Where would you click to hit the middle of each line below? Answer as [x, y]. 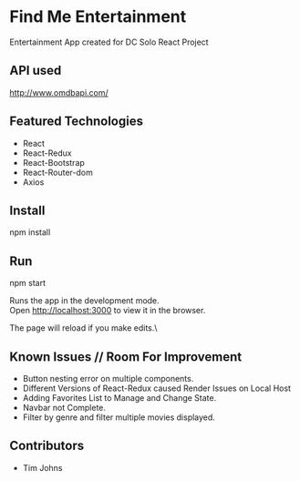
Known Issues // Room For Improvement [126, 357]
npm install [30, 232]
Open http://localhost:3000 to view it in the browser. [108, 311]
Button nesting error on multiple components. [108, 379]
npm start [28, 283]
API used [36, 71]
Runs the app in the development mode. [84, 301]
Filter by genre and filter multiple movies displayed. [119, 417]
